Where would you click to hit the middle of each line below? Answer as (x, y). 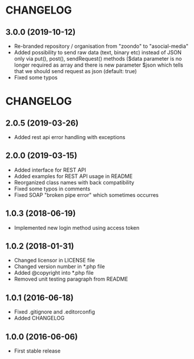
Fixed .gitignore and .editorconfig (55, 312)
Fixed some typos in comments (52, 189)
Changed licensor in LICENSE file (54, 261)
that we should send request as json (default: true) (75, 71)
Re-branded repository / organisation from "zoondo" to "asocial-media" (101, 46)
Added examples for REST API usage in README (73, 176)
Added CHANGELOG (39, 318)
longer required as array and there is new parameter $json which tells (98, 65)
